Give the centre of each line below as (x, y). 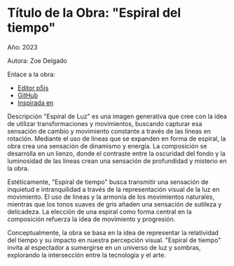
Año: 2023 (22, 47)
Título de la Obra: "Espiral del (94, 13)
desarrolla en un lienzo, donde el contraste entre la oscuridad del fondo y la (116, 153)
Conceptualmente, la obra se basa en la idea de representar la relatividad (113, 232)
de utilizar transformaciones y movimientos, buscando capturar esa (105, 123)
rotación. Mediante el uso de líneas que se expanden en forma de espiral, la (117, 139)
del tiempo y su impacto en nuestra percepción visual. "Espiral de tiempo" (114, 240)
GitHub (28, 95)
